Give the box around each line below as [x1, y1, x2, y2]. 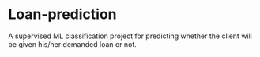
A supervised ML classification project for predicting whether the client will [8, 31, 253, 41]
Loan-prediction [8, 5, 117, 23]
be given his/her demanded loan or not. [8, 39, 137, 48]
